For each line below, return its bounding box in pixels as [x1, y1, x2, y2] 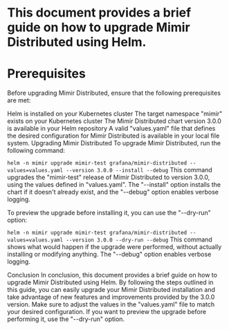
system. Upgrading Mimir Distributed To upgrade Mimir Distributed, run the [7, 139, 221, 147]
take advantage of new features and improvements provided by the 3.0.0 [7, 293, 215, 302]
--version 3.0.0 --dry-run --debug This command [66, 235, 212, 244]
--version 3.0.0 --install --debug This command [66, 166, 212, 174]
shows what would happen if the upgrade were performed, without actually [7, 243, 222, 251]
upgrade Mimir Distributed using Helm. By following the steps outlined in [7, 278, 214, 286]
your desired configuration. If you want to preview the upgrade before [7, 308, 206, 316]
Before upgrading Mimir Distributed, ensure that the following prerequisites [7, 89, 221, 98]
